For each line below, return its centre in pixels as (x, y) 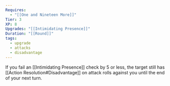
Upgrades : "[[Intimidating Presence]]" (48, 29)
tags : (11, 39)
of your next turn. (24, 78)
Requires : (16, 10)
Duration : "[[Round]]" (29, 34)
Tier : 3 (14, 19)
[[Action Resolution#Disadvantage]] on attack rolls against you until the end (85, 72)
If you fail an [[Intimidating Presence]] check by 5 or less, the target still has (85, 67)
